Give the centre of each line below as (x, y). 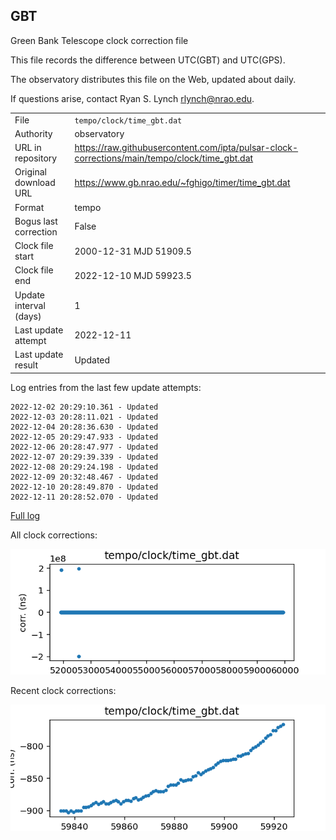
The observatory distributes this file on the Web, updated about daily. (153, 79)
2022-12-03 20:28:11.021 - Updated (84, 417)
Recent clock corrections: (63, 691)
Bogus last (36, 221)
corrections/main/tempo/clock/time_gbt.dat (164, 158)
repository (36, 158)
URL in (28, 148)
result (26, 365)
